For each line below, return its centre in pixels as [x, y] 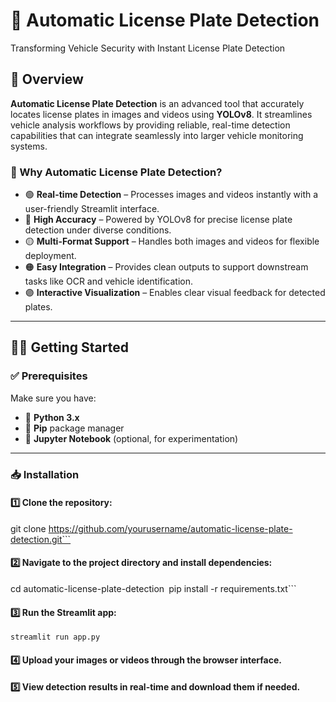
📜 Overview [47, 79]
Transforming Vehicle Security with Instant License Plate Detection [148, 48]
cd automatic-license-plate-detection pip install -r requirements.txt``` [153, 589]
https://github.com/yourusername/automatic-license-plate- [170, 528]
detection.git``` [41, 539]
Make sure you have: [53, 398]
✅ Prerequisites [49, 376]
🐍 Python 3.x [52, 417]
